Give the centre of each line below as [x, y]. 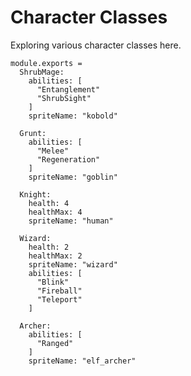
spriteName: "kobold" [73, 116]
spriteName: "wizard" [73, 264]
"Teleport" [59, 299]
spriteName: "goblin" [73, 177]
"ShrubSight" [64, 98]
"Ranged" [55, 343]
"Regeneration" [68, 159]
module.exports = [46, 63]
